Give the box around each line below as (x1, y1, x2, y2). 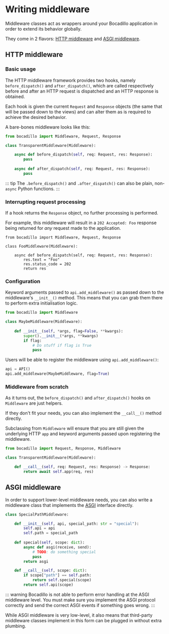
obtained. (5, 93, 25, 100)
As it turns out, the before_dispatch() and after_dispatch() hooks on (5, 395, 151, 401)
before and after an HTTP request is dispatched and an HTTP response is (5, 88, 158, 94)
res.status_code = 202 (23, 262, 71, 267)
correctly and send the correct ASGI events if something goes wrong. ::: (5, 602, 155, 608)
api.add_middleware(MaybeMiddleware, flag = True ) (5, 371, 110, 377)
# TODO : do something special (32, 549, 96, 555)
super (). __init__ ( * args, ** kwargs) (23, 333, 99, 339)
